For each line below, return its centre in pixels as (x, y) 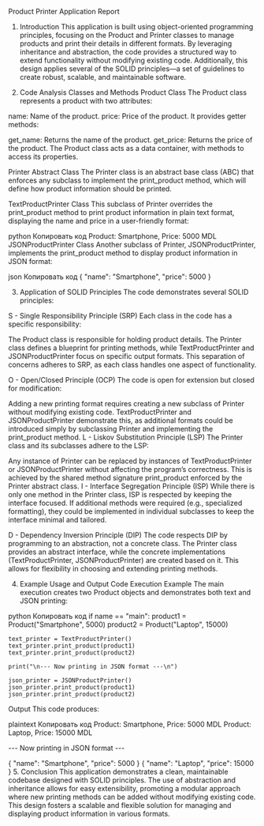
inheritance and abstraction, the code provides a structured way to (128, 52)
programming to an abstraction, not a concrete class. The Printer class (123, 543)
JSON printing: (44, 601)
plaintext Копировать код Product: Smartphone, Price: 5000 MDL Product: (130, 724)
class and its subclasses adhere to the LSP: (79, 445)
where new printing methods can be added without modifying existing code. (132, 797)
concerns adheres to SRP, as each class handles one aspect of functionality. (132, 364)
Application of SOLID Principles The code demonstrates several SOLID (134, 292)
